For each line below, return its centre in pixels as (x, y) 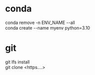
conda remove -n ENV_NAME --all (40, 22)
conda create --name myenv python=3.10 (48, 27)
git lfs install (17, 62)
